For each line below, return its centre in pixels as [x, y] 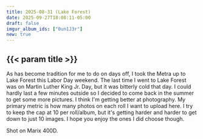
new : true [19, 35]
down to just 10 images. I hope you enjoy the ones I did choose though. [95, 118]
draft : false [23, 23]
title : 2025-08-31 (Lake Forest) [49, 12]
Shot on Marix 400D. [32, 131]
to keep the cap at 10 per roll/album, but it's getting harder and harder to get [101, 112]
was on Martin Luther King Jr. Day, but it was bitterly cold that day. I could [99, 86]
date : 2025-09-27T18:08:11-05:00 [49, 18]
